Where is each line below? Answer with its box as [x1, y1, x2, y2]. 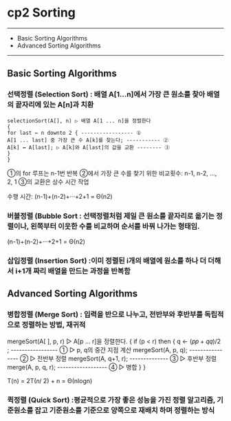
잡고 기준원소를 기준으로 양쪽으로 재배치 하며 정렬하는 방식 [34, 406, 215, 415]
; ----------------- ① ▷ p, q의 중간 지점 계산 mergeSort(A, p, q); [7, 345, 188, 354]
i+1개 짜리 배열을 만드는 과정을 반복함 [14, 266, 131, 276]
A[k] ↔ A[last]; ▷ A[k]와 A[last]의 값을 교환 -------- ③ [7, 144, 170, 151]
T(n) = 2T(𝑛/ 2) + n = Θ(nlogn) [7, 376, 93, 385]
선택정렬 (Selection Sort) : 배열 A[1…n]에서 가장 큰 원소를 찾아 [7, 89, 206, 99]
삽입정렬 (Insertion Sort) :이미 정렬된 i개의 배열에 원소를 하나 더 [7, 256, 207, 266]
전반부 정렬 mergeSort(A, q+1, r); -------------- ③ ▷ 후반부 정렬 [36, 354, 217, 363]
